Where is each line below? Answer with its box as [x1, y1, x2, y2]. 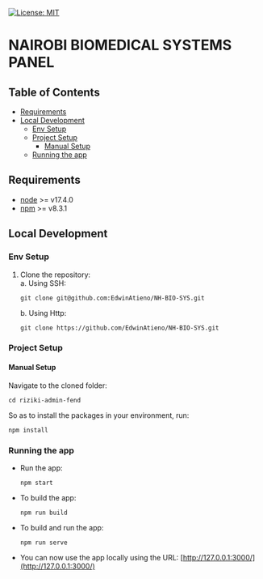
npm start [19, 479, 54, 487]
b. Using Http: [19, 308, 67, 317]
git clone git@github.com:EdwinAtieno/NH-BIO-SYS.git [19, 294, 205, 302]
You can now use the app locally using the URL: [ [19, 552, 184, 562]
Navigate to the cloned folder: [8, 381, 107, 390]
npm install [8, 426, 48, 434]
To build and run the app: [19, 522, 104, 532]
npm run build [19, 509, 68, 517]
